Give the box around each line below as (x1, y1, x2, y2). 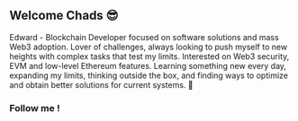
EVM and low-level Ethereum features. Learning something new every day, (9, 60, 286, 71)
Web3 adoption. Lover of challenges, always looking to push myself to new (9, 41, 288, 52)
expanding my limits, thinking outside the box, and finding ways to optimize (9, 70, 288, 81)
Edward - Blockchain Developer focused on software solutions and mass (9, 31, 279, 42)
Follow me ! (9, 101, 60, 114)
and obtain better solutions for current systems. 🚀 (9, 79, 194, 90)
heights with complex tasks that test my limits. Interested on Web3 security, (9, 50, 290, 62)
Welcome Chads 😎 (9, 8, 119, 23)
